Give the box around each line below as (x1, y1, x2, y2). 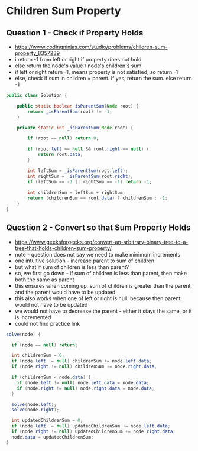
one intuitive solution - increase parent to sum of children (14, 257, 155, 264)
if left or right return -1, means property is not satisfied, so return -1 (14, 69, 178, 75)
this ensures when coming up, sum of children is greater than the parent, (14, 282, 193, 289)
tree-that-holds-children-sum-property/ (14, 244, 112, 252)
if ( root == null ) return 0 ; (27, 135, 99, 141)
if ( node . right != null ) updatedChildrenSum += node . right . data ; (11, 429, 176, 435)
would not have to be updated (14, 301, 88, 308)
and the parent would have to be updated (14, 288, 116, 296)
